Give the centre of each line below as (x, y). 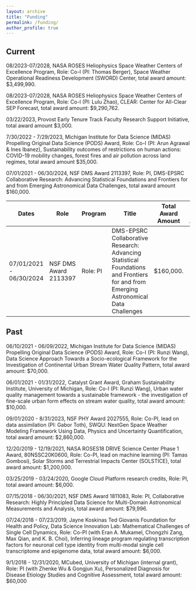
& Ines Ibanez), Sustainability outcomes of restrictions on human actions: (94, 149)
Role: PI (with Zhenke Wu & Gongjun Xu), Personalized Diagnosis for (88, 568)
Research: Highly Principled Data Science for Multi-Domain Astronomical (94, 502)
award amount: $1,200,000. (39, 467)
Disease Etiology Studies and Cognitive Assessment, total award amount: (94, 575)
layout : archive (26, 11)
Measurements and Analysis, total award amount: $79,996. (77, 508)
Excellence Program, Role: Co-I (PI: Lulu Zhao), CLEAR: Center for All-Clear (96, 102)
